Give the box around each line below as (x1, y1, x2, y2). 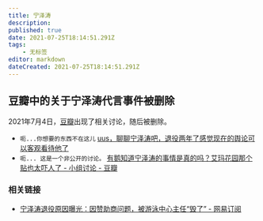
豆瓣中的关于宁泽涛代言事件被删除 (8, 94, 175, 107)
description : (8, 19, 51, 27)
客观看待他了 (26, 143, 69, 152)
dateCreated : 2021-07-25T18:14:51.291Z (8, 63, 140, 71)
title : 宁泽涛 (8, 11, 51, 20)
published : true (8, 26, 62, 34)
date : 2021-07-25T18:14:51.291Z (8, 33, 115, 42)
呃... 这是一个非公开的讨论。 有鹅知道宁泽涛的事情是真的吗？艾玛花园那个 (19, 153, 253, 163)
